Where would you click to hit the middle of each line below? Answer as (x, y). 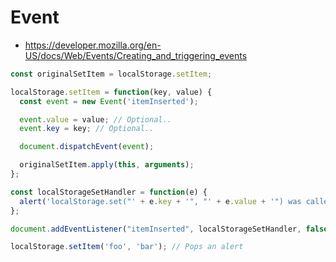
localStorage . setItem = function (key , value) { (111, 92)
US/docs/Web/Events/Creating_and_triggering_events (136, 55)
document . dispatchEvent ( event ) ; (87, 147)
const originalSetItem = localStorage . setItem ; (111, 74)
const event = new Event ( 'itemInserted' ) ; (109, 101)
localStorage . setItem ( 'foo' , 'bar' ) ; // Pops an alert (127, 247)
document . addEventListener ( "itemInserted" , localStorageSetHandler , (156, 229)
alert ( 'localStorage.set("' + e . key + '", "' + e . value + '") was (160, 201)
